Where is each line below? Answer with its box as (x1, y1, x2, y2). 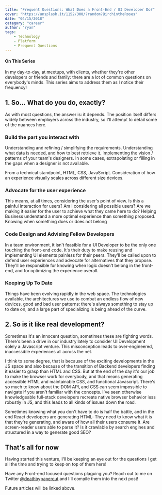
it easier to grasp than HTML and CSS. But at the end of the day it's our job (5, 368, 155, 374)
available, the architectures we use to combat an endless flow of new (5, 296, 144, 301)
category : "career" (5, 20, 45, 26)
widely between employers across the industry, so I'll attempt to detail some (5, 116, 157, 122)
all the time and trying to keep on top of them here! (5, 462, 107, 467)
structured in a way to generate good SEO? (5, 429, 91, 435)
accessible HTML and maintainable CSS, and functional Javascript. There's (5, 379, 156, 384)
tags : (5, 30, 16, 34)
